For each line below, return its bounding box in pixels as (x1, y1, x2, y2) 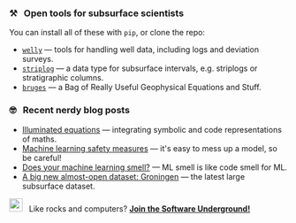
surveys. (21, 54, 54, 65)
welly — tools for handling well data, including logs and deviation (21, 44, 259, 55)
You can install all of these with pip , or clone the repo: (9, 27, 206, 38)
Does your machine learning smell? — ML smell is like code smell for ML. (21, 162, 288, 173)
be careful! (21, 152, 62, 163)
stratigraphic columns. (21, 73, 104, 83)
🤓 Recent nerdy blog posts (9, 104, 131, 117)
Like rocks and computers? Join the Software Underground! (28, 203, 251, 214)
